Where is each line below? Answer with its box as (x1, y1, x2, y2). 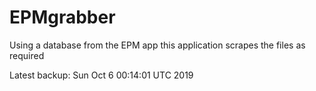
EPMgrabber (9, 6, 116, 29)
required (9, 49, 45, 61)
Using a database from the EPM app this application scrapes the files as (9, 39, 306, 51)
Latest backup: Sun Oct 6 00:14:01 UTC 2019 (9, 69, 194, 81)
